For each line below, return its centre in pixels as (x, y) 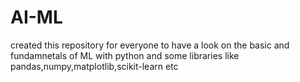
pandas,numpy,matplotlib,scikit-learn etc (94, 66)
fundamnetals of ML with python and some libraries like (125, 55)
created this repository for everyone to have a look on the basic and (150, 45)
